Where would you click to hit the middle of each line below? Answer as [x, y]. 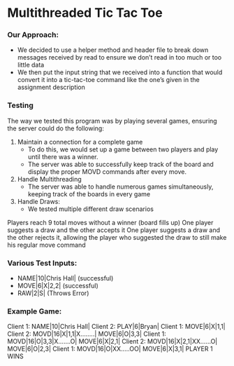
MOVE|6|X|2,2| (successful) [58, 286]
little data [31, 65]
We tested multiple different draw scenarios [90, 209]
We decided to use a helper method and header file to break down [113, 50]
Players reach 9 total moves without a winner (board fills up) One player [110, 222]
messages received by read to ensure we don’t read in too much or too [119, 57]
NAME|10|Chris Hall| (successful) [65, 278]
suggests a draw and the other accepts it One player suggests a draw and [114, 230]
